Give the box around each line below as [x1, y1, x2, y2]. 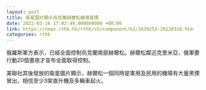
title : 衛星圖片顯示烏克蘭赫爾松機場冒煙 [6, 15, 99, 21]
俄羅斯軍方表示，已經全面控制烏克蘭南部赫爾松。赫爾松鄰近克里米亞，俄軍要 [6, 49, 200, 57]
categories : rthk [6, 32, 51, 38]
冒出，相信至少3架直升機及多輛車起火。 [6, 77, 107, 85]
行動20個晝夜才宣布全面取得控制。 [6, 57, 94, 64]
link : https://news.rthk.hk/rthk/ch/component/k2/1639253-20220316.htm [6, 26, 193, 32]
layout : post [6, 9, 40, 15]
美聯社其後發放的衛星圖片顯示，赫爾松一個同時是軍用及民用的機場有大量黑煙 [6, 69, 200, 77]
